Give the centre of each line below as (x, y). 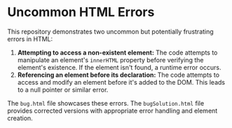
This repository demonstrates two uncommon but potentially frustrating (110, 31)
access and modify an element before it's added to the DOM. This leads (121, 82)
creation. (20, 118)
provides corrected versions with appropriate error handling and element (112, 111)
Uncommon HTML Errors (81, 12)
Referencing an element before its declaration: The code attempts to (118, 75)
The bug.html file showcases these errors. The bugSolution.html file (106, 103)
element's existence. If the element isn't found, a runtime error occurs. (119, 67)
